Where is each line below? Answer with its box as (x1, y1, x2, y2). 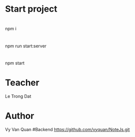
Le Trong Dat (5, 93, 32, 99)
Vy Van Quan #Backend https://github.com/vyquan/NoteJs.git (5, 126, 130, 132)
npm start (5, 60, 25, 66)
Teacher (5, 77, 40, 88)
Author (5, 110, 34, 121)
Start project (5, 3, 58, 15)
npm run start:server (5, 43, 46, 49)
